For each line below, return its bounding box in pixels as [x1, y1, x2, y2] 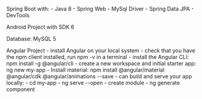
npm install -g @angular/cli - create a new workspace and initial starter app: [6, 60, 197, 67]
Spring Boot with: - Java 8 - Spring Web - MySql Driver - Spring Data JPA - [6, 5, 194, 12]
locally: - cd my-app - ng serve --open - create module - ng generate [6, 79, 180, 86]
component [6, 86, 35, 93]
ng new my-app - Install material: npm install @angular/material [6, 66, 165, 73]
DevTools [6, 12, 30, 19]
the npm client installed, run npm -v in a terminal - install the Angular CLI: [6, 53, 189, 60]
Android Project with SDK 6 [6, 24, 75, 30]
